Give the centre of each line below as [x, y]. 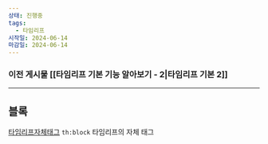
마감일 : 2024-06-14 [38, 45]
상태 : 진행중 [26, 16]
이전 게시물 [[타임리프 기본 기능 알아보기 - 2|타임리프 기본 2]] [118, 75]
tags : [17, 23]
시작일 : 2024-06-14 [38, 38]
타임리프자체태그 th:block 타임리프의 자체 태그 [81, 132]
